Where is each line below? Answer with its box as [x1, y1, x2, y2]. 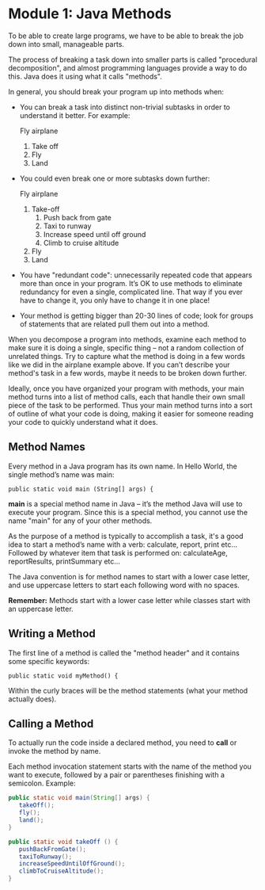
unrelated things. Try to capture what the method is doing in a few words [8, 351, 245, 361]
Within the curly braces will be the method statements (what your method [8, 686, 248, 695]
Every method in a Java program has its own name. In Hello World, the [8, 461, 237, 471]
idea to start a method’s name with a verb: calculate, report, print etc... [8, 540, 237, 549]
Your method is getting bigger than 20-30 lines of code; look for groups [19, 311, 254, 320]
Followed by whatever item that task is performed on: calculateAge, [8, 548, 228, 557]
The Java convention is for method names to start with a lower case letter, [8, 571, 250, 581]
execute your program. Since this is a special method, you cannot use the [8, 507, 248, 517]
